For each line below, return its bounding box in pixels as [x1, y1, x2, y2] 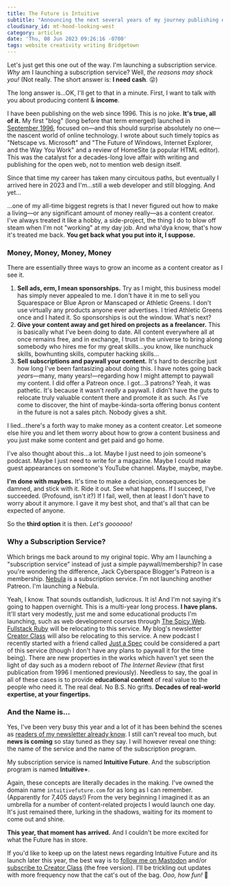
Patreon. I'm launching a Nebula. [7, 582, 99, 590]
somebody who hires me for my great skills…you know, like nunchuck [16, 343, 214, 351]
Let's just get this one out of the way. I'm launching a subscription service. [7, 61, 217, 69]
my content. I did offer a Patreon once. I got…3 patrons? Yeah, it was [16, 379, 211, 387]
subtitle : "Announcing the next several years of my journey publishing [7, 16, 219, 23]
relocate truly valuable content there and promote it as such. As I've [16, 394, 209, 402]
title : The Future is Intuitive [7, 10, 99, 17]
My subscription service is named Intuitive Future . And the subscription [7, 758, 211, 766]
